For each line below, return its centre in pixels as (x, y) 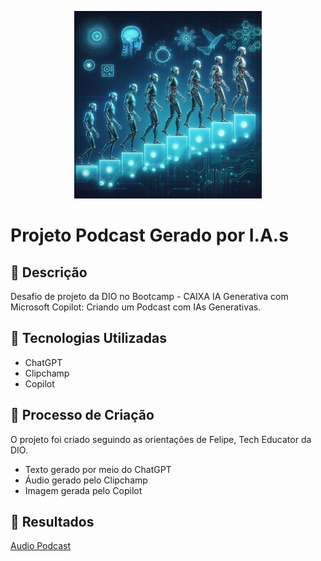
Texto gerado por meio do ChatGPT (98, 469)
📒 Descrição (49, 272)
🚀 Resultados (52, 522)
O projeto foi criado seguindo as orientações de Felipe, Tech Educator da (161, 439)
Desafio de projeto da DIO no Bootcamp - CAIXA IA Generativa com (149, 296)
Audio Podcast (41, 546)
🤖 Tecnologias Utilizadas (88, 338)
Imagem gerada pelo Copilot (83, 490)
